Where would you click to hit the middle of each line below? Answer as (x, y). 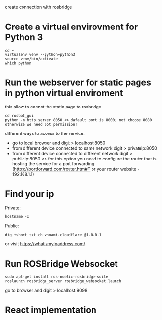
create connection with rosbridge (39, 7)
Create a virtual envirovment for (71, 27)
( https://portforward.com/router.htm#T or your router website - (76, 169)
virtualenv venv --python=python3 (40, 54)
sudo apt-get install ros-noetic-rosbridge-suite (57, 277)
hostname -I (17, 216)
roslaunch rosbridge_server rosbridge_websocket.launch (63, 281)
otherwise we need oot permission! (41, 124)
